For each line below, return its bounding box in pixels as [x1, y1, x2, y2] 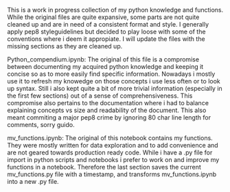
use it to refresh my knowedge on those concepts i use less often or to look [7, 77, 221, 85]
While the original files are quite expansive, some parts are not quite [7, 13, 200, 21]
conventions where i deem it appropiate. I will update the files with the [7, 35, 205, 43]
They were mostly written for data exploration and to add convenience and [7, 141, 218, 149]
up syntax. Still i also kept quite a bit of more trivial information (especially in [7, 85, 223, 92]
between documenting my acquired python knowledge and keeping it [7, 63, 204, 70]
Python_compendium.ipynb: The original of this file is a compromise [7, 55, 200, 64]
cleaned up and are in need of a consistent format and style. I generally [7, 20, 209, 28]
